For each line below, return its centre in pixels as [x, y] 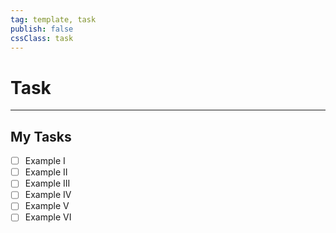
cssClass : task [42, 38]
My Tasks [41, 136]
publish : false [42, 29]
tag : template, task [53, 19]
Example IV [48, 195]
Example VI [48, 217]
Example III [47, 183]
